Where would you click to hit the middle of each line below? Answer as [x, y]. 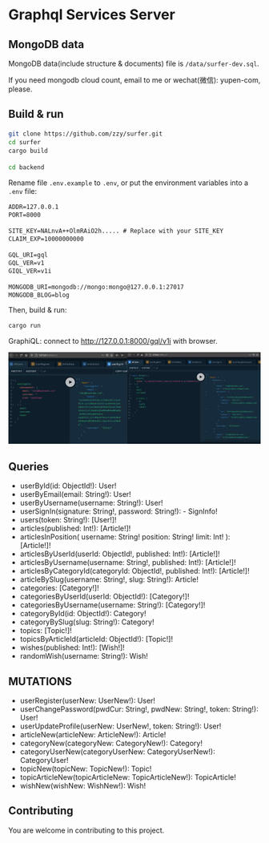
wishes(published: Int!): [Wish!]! [72, 647]
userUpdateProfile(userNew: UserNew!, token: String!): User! [120, 726]
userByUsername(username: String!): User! [91, 503]
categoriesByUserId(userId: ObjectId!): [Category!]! [104, 597]
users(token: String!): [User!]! [68, 520]
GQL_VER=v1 [26, 263]
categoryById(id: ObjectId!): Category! [83, 614]
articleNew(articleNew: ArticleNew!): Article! [93, 734]
